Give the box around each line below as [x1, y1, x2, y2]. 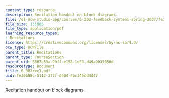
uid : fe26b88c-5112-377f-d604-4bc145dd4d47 [5, 73, 98, 78]
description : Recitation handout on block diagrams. [5, 12, 118, 17]
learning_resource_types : [5, 31, 59, 36]
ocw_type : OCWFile [5, 45, 44, 50]
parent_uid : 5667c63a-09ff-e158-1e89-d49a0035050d [5, 59, 114, 64]
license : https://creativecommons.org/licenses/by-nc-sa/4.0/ [5, 40, 138, 45]
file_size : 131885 [5, 21, 44, 27]
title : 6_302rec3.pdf [5, 69, 51, 74]
